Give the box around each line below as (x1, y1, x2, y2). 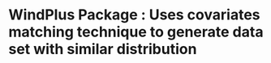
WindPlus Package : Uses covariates (8, 6, 260, 24)
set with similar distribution (8, 40, 197, 58)
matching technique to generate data (8, 23, 264, 41)
